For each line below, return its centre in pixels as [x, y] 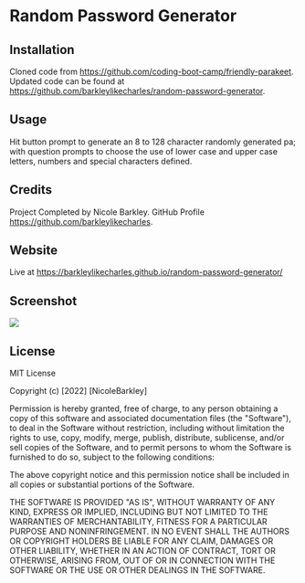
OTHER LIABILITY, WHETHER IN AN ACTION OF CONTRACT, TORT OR [142, 551]
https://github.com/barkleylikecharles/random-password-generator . [137, 91]
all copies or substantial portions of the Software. [102, 484]
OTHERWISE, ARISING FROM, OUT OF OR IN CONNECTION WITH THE [142, 561]
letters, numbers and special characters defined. [101, 161]
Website [33, 251]
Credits [31, 190]
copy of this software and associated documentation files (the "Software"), [151, 419]
